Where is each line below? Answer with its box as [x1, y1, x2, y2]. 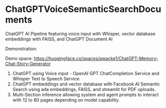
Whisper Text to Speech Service [12, 75, 79, 81]
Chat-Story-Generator [5, 60, 51, 66]
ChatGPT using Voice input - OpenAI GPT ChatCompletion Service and [12, 70, 159, 76]
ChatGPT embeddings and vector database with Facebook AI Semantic [12, 81, 160, 87]
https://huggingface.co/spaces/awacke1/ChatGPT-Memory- [33, 55, 158, 61]
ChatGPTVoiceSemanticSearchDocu [5, 3, 161, 15]
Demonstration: [5, 45, 37, 51]
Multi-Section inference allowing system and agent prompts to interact [12, 91, 159, 97]
